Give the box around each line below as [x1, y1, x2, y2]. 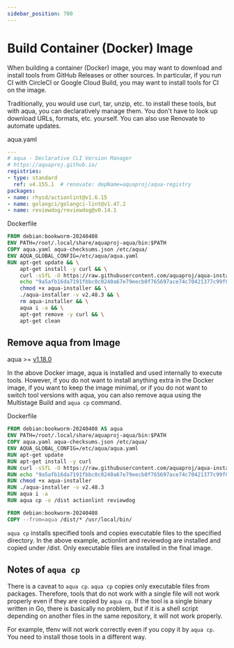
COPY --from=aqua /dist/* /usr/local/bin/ [7, 516, 132, 523]
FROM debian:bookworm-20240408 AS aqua [7, 425, 123, 433]
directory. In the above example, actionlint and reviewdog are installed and [7, 536, 221, 545]
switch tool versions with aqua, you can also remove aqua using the [7, 391, 202, 399]
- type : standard [7, 175, 58, 182]
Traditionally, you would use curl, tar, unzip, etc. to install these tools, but [7, 99, 217, 108]
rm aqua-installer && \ [19, 298, 89, 305]
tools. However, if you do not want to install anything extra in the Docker [7, 376, 214, 385]
